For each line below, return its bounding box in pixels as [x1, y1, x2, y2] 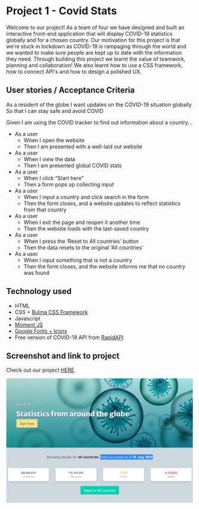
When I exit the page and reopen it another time [23, 219, 140, 226]
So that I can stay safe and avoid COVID [6, 107, 104, 114]
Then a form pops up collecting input [23, 181, 114, 188]
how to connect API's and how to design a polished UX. [6, 68, 142, 75]
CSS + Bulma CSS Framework [14, 308, 88, 315]
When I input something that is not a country [23, 257, 132, 264]
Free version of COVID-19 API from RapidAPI [14, 334, 124, 341]
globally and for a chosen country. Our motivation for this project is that [6, 36, 181, 43]
